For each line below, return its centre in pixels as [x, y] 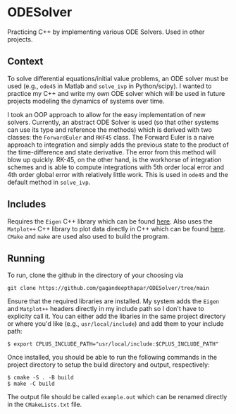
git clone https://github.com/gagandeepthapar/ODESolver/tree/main [108, 288]
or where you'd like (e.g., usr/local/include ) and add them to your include [116, 324]
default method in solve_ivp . [49, 182]
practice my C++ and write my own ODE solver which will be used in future [116, 93]
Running [26, 258]
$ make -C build [31, 384]
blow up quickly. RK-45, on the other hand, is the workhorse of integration [114, 159]
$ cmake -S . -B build [41, 378]
